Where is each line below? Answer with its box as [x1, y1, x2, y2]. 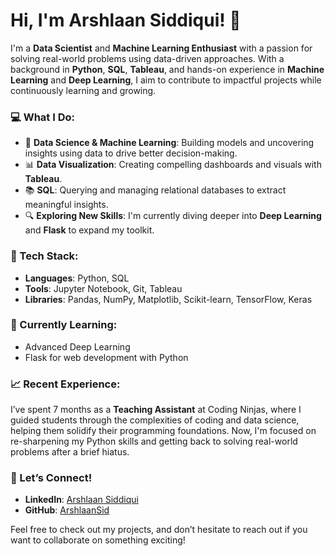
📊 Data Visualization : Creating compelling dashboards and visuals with [24, 159, 322, 171]
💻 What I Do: [10, 110, 75, 124]
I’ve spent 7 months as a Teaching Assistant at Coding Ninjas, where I [10, 404, 302, 416]
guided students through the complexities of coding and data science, [10, 414, 300, 426]
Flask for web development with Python [24, 351, 189, 363]
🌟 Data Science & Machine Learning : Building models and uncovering [24, 137, 315, 149]
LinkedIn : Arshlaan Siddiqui [24, 494, 139, 506]
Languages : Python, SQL [24, 272, 130, 284]
